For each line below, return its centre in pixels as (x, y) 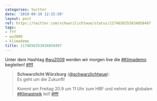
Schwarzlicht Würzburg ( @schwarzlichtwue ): (63, 74)
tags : (10, 28)
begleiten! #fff (19, 65)
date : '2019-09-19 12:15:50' (35, 14)
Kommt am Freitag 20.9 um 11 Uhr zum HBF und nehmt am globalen (85, 88)
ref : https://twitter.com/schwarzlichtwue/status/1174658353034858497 (78, 23)
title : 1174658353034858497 (34, 46)
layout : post (18, 18)
